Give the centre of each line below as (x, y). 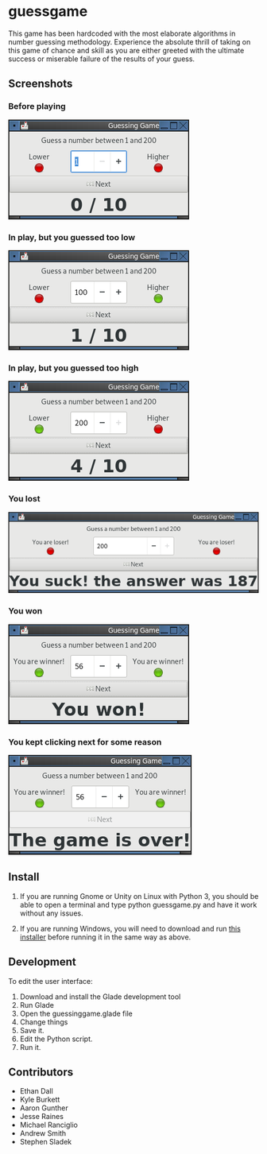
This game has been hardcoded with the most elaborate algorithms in (122, 33)
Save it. (32, 1030)
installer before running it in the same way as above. (105, 937)
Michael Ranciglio (48, 1125)
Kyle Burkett (40, 1100)
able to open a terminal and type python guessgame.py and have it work (138, 904)
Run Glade (37, 1005)
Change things (44, 1022)
